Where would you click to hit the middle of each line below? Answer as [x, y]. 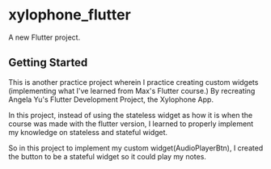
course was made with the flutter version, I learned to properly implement [131, 124]
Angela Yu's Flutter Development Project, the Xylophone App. [111, 99]
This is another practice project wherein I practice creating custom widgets [133, 82]
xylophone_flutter [70, 15]
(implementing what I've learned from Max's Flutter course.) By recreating [132, 91]
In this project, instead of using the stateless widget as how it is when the [131, 115]
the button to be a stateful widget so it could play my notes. [107, 156]
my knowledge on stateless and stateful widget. [88, 132]
